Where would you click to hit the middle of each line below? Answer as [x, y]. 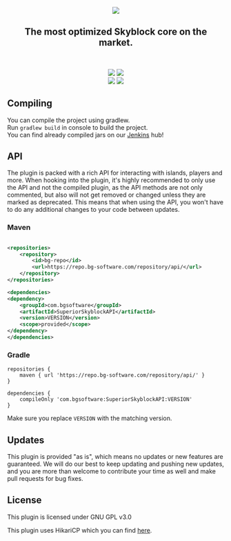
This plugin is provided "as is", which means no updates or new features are [115, 457]
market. [116, 42]
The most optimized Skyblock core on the [116, 32]
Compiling [30, 104]
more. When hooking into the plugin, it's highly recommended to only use [111, 180]
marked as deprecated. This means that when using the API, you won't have [115, 202]
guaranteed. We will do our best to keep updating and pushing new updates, [115, 464]
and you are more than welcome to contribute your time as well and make [111, 471]
